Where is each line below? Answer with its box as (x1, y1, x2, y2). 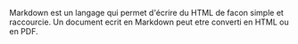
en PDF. (9, 26, 38, 36)
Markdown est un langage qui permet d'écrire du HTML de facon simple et (9, 8, 284, 18)
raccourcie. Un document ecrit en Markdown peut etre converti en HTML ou (9, 17, 290, 27)
